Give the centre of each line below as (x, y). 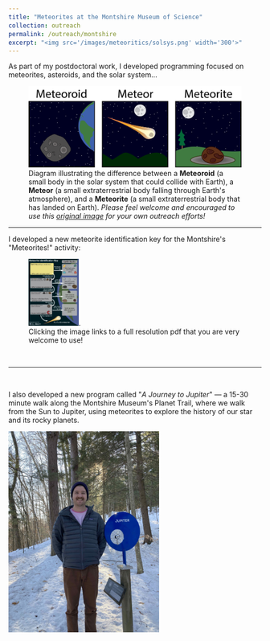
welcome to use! (56, 340)
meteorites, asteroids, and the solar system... (83, 75)
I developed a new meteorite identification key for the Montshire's (117, 239)
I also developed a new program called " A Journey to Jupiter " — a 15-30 (129, 395)
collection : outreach (45, 25)
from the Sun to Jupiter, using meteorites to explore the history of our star (131, 412)
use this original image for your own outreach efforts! (117, 216)
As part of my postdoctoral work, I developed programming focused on (126, 66)
